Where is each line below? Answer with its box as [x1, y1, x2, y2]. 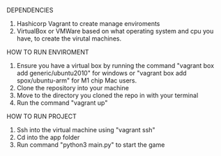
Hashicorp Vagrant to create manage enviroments [16, 20, 160, 27]
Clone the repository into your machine [16, 84, 130, 92]
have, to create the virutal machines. [16, 34, 122, 43]
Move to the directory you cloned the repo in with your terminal [16, 91, 199, 99]
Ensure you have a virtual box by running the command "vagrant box [16, 62, 214, 69]
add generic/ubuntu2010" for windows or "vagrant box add [16, 69, 187, 77]
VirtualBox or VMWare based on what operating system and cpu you [16, 27, 214, 35]
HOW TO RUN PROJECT [6, 112, 77, 120]
